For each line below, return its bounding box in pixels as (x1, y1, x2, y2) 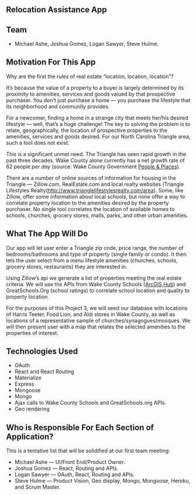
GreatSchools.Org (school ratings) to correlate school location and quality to (6, 287, 190, 294)
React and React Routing (14, 368, 74, 375)
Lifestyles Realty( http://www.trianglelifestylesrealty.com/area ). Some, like (6, 187, 184, 194)
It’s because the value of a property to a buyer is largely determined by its (6, 84, 184, 91)
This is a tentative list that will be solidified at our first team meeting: (6, 447, 170, 455)
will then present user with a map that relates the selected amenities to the (6, 323, 186, 330)
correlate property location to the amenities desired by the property (6, 199, 169, 206)
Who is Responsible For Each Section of (6, 422, 154, 432)
